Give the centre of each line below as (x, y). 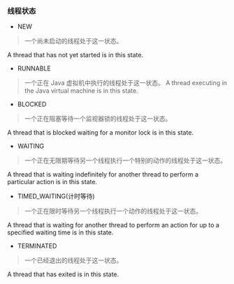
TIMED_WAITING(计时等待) (56, 196)
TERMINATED (37, 246)
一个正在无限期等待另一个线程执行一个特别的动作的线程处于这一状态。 (125, 160)
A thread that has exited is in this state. (63, 274)
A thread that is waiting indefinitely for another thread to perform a (103, 174)
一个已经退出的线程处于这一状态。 (73, 260)
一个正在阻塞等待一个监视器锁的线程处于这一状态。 (98, 119)
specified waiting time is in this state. (60, 232)
